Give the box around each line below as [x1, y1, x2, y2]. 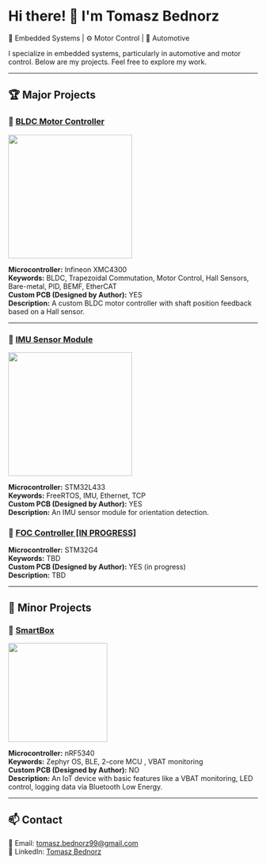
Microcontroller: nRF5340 [8, 748, 95, 758]
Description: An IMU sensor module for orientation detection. [8, 507, 210, 517]
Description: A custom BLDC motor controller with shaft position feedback [8, 298, 252, 308]
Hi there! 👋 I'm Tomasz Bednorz [8, 7, 220, 25]
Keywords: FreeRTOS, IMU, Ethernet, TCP [8, 491, 146, 500]
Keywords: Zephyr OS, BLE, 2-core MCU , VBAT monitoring [8, 756, 203, 766]
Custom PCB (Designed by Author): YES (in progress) [8, 562, 186, 572]
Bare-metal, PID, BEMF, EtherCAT [8, 281, 117, 291]
